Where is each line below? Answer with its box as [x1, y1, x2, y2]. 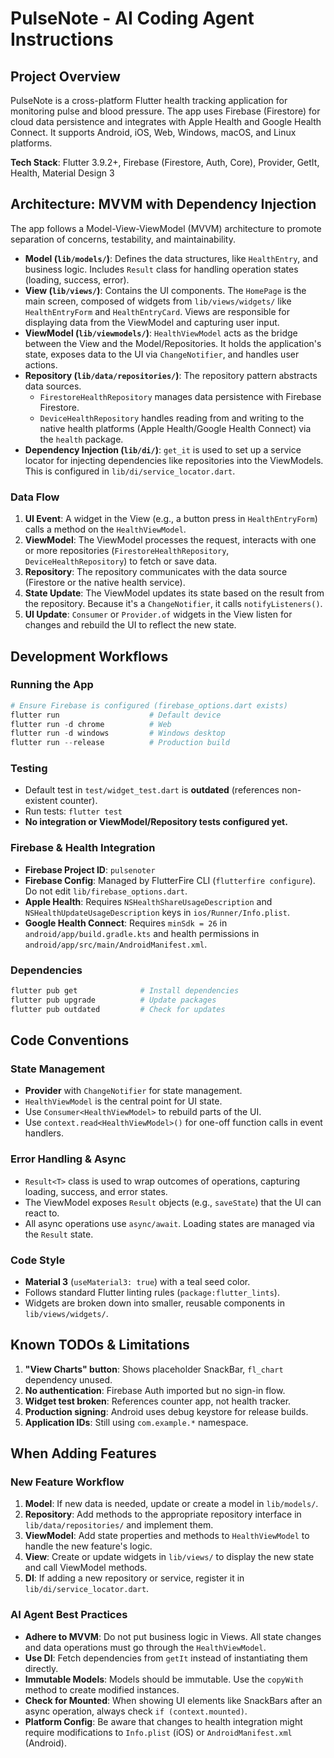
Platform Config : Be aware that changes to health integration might [24, 1715, 303, 1727]
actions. [24, 358, 58, 371]
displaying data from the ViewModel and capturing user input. [24, 316, 280, 328]
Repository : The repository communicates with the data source [24, 566, 288, 578]
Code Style [10, 1253, 66, 1267]
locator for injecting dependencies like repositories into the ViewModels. [24, 454, 324, 466]
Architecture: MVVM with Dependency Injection [10, 196, 317, 213]
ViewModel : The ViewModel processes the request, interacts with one [24, 534, 317, 546]
